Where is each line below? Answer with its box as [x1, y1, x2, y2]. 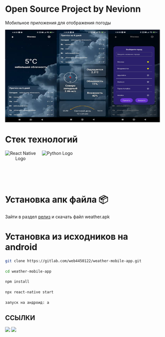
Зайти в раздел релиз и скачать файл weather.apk [5, 214, 110, 220]
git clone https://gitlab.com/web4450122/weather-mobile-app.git [5, 258, 141, 263]
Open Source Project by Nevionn [5, 3, 141, 15]
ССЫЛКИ [5, 314, 35, 322]
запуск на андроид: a [5, 300, 50, 305]
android [5, 242, 38, 253]
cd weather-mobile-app [5, 269, 52, 274]
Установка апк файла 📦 [5, 194, 109, 205]
